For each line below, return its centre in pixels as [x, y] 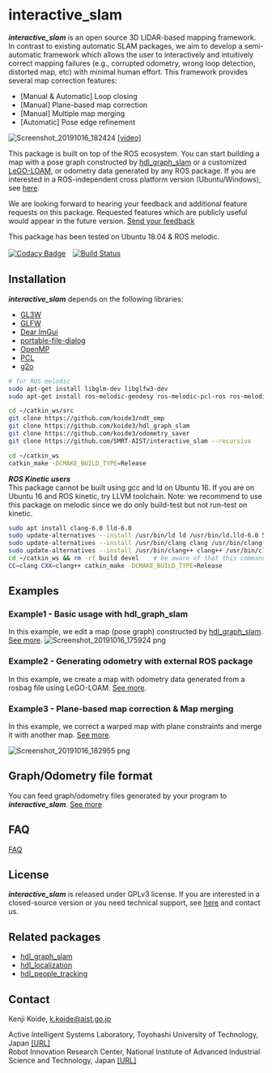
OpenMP [35, 349]
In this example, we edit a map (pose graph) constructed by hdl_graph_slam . [136, 632]
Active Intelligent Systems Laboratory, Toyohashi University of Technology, [134, 1035]
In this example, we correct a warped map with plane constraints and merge [135, 727]
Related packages [55, 937]
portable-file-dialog [53, 340]
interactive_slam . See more [55, 804]
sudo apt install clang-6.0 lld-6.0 [70, 528]
